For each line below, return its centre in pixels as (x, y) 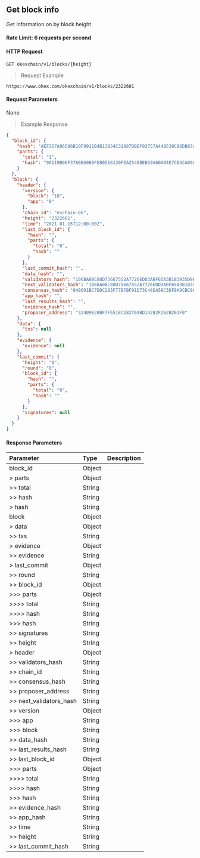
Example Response (44, 124)
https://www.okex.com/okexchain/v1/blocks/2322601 (70, 86)
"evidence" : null (43, 346)
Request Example (42, 75)
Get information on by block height (49, 24)
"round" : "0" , (40, 368)
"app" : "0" (41, 202)
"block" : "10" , (46, 196)
